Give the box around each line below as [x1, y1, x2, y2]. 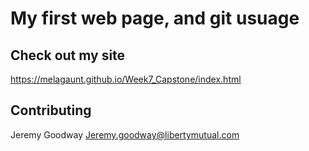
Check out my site [10, 47, 126, 64]
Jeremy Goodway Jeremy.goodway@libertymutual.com [10, 128, 240, 141]
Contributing [10, 102, 92, 119]
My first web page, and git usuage [10, 7, 300, 30]
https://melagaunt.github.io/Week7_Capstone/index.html [10, 73, 242, 85]
